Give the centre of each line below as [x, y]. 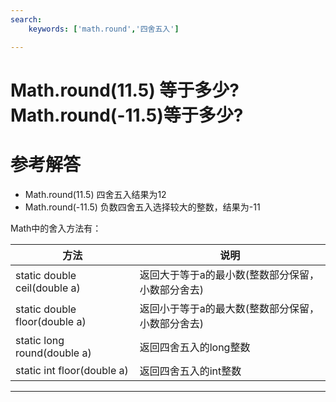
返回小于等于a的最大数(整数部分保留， [229, 308]
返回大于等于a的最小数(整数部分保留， [229, 274]
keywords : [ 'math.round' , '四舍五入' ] [104, 29]
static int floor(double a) [72, 370]
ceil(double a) [48, 288]
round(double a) [53, 353]
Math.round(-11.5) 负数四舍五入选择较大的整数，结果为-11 [142, 207]
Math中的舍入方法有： [56, 228]
